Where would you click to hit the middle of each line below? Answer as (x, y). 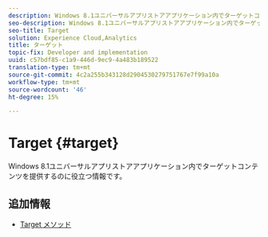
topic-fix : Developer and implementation (78, 52)
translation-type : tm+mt (49, 68)
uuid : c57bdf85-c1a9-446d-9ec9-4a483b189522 (83, 60)
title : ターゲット (36, 45)
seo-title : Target (39, 30)
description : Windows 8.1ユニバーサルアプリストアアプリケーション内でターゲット (131, 16)
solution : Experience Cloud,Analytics (73, 38)
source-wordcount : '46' (48, 89)
